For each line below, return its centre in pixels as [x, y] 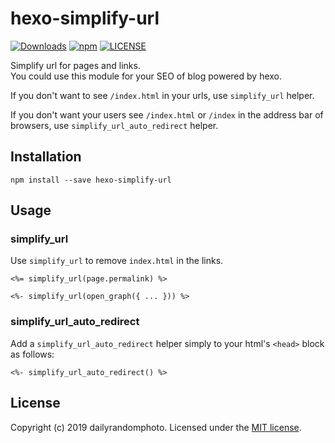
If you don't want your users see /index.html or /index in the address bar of [167, 114]
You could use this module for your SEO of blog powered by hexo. [146, 76]
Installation [46, 157]
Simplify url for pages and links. [75, 65]
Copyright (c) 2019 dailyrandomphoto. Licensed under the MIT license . [156, 427]
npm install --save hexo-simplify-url [91, 180]
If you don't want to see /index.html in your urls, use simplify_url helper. [162, 95]
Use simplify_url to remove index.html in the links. [117, 261]
